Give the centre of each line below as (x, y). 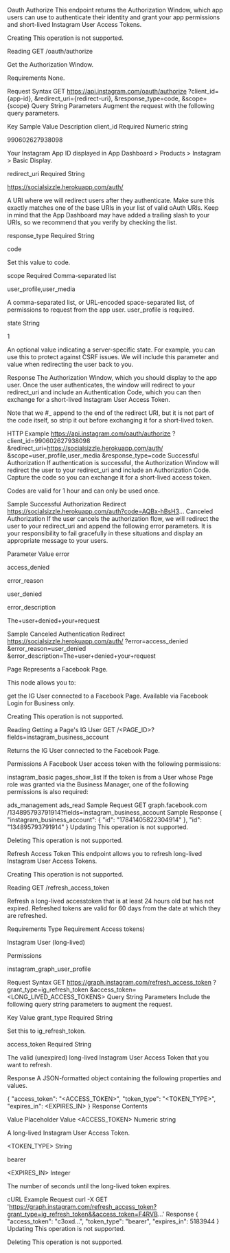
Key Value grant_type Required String (60, 1017)
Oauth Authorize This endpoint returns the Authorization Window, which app (115, 10)
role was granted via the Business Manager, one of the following (98, 784)
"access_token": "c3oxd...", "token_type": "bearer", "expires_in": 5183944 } (113, 1221)
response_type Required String (51, 236)
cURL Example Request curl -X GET (57, 1199)
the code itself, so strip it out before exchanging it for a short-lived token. (111, 420)
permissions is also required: (48, 792)
